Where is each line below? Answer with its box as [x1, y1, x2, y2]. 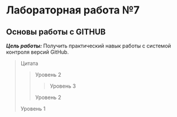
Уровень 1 [20, 105, 46, 112]
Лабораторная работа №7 [6, 4, 140, 17]
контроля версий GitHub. [6, 49, 69, 56]
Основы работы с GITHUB [6, 27, 106, 37]
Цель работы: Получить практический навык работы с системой [6, 42, 172, 49]
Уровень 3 [49, 82, 76, 90]
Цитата [20, 60, 38, 67]
